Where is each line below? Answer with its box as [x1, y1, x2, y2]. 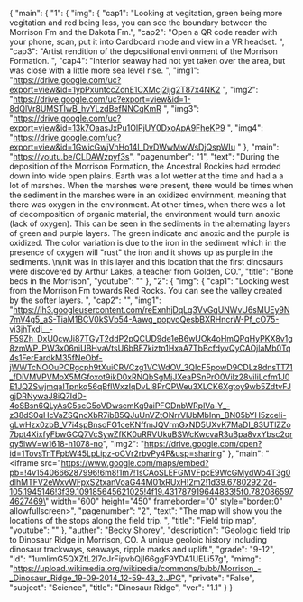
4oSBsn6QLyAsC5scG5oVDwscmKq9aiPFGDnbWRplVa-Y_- [9, 400, 231, 411]
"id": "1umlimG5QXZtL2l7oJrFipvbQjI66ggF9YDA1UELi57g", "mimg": [9, 553, 262, 564]
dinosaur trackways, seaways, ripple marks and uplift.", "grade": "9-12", [9, 544, 276, 554]
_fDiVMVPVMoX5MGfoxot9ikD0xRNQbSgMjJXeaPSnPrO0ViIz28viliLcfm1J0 [9, 371, 290, 382]
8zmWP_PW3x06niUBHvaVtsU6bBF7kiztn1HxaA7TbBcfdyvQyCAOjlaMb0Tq [9, 342, 291, 353]
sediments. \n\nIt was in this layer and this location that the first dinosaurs [9, 257, 284, 267]
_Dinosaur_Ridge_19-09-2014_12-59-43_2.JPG [9, 572, 182, 583]
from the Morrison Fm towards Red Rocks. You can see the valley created [9, 286, 283, 296]
